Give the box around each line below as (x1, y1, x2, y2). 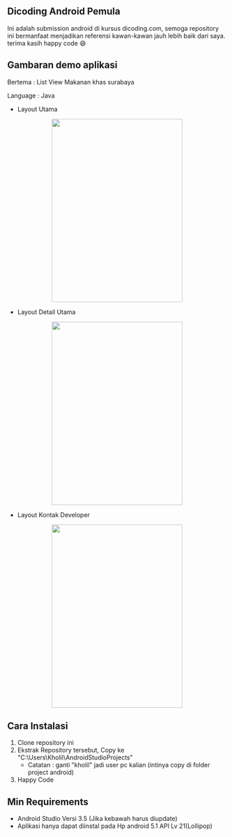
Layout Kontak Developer (17, 510, 91, 519)
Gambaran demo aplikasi (7, 59, 118, 71)
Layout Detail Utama (17, 307, 76, 316)
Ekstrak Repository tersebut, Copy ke (17, 746, 125, 755)
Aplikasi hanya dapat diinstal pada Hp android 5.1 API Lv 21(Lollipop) (17, 822, 212, 830)
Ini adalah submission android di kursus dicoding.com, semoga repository (7, 24, 219, 32)
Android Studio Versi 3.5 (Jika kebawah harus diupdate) (17, 815, 178, 823)
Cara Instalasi (7, 720, 68, 732)
